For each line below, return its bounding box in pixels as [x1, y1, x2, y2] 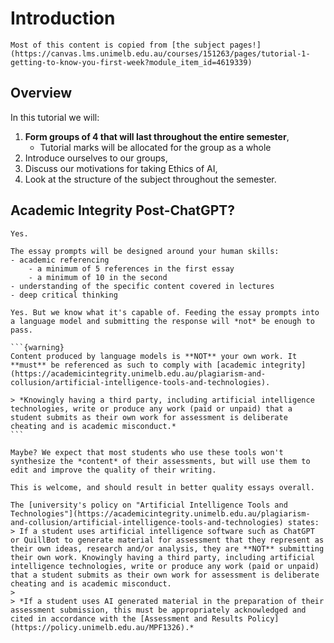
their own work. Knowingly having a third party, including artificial [10, 552, 315, 562]
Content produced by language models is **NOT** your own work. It [10, 351, 298, 361]
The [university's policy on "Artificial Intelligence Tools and [10, 500, 288, 510]
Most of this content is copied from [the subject [10, 40, 226, 50]
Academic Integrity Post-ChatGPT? [10, 202, 236, 219]
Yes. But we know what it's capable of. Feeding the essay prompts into [10, 307, 320, 317]
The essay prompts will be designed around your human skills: [10, 246, 280, 256]
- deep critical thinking [10, 290, 118, 300]
